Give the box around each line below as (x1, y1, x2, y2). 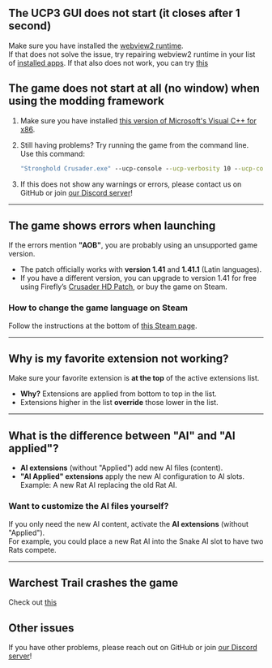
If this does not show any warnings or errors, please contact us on (19, 179, 242, 189)
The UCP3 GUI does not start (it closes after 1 (8, 6, 240, 20)
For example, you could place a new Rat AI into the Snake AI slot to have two (8, 536, 264, 546)
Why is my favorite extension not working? (8, 352, 229, 365)
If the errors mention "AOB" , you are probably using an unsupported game (8, 240, 257, 250)
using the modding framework (8, 94, 164, 108)
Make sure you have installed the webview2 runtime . (8, 41, 184, 50)
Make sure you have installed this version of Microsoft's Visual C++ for (19, 115, 257, 125)
